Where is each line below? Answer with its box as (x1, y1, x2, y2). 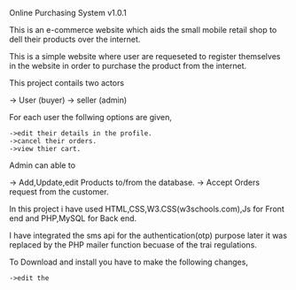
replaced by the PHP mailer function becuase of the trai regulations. (9, 240, 257, 250)
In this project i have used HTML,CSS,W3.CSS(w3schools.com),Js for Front (9, 203, 285, 214)
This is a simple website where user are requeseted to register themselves (9, 51, 281, 61)
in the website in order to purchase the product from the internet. (9, 61, 246, 71)
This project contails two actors (9, 78, 125, 88)
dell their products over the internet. (9, 34, 141, 44)
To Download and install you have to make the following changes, (9, 256, 248, 267)
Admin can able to (9, 160, 76, 171)
